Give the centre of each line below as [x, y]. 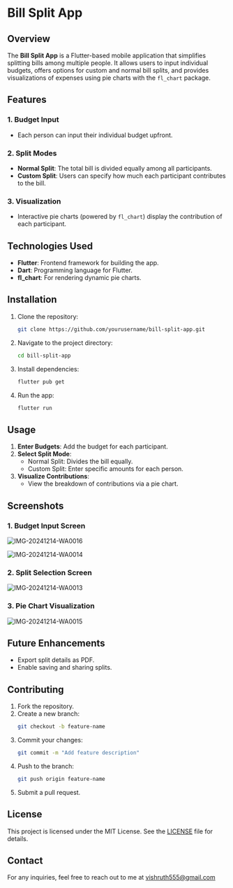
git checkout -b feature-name [61, 727]
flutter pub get [41, 382]
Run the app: [36, 395]
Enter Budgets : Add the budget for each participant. [93, 446]
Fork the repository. [46, 706]
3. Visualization [34, 201]
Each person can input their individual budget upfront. [95, 135]
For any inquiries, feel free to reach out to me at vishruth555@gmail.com [112, 878]
